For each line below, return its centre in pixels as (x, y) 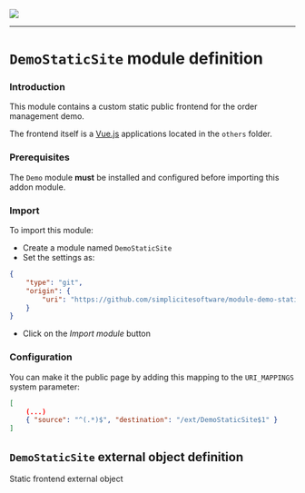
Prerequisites (39, 157)
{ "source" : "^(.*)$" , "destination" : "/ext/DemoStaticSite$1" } (152, 420)
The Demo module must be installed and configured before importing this (144, 177)
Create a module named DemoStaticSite (97, 248)
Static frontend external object (67, 478)
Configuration (41, 357)
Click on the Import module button (87, 334)
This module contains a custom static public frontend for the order (133, 107)
